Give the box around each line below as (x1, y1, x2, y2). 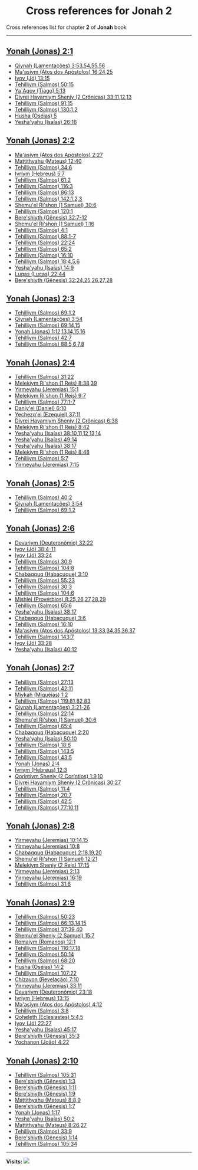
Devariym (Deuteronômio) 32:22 (14, 539, 93, 546)
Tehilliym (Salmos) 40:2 (14, 494, 72, 501)
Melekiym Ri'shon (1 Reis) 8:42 (14, 424, 90, 431)
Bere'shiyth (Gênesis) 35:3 (14, 1033, 80, 1040)
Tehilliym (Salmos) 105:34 (14, 1140, 78, 1148)
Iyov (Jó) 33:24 (14, 552, 52, 559)
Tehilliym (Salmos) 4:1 (14, 226, 68, 234)
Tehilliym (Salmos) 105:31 (14, 1071, 77, 1079)
